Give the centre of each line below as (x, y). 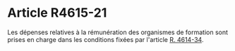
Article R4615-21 (57, 13)
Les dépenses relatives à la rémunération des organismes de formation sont (117, 32)
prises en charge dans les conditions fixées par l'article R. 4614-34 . (106, 39)
